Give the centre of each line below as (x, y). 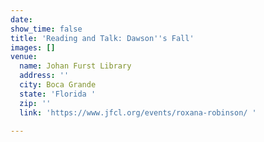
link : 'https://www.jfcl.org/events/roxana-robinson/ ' (138, 112)
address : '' (44, 76)
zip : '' (35, 103)
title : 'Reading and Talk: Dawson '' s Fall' (102, 38)
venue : (24, 57)
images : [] (33, 47)
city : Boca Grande (58, 85)
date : (21, 19)
